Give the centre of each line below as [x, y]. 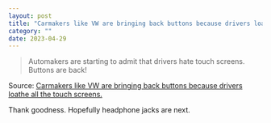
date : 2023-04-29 [38, 38]
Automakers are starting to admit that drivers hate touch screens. [136, 61]
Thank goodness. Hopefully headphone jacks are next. [100, 110]
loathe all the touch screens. [56, 95]
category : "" [30, 31]
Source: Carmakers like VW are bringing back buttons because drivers [126, 86]
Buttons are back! [57, 70]
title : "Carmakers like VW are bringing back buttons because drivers [129, 23]
